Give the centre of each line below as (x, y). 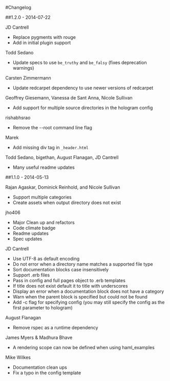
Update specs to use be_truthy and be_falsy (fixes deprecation (80, 63)
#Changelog (18, 7)
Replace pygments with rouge (44, 37)
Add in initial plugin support (42, 43)
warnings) (23, 68)
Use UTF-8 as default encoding (46, 259)
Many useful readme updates (44, 167)
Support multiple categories (42, 197)
